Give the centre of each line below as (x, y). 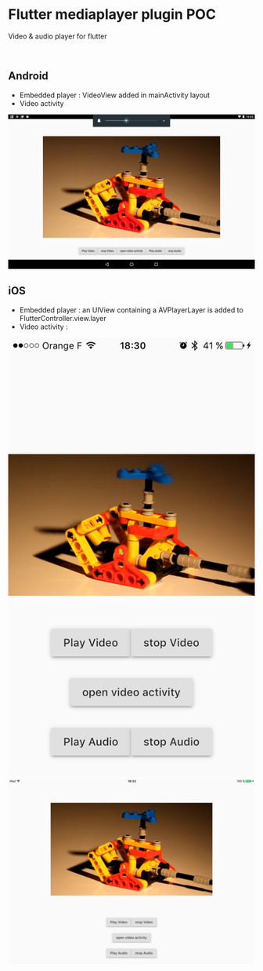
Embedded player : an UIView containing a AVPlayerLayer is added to (131, 310)
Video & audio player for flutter (58, 36)
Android (28, 76)
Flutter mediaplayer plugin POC (112, 15)
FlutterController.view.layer (63, 318)
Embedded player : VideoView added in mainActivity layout (114, 95)
